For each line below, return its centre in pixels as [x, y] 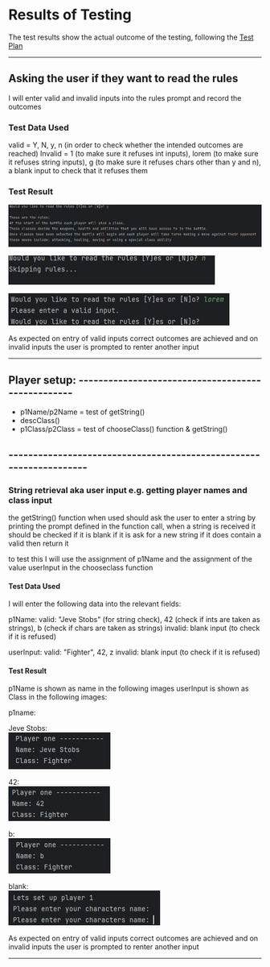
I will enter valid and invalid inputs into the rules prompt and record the [125, 98]
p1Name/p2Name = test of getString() [82, 412]
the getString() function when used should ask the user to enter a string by [132, 517]
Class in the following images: [58, 697]
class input [30, 500]
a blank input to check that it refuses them [78, 171]
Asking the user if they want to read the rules [123, 79]
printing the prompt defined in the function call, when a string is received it [132, 526]
